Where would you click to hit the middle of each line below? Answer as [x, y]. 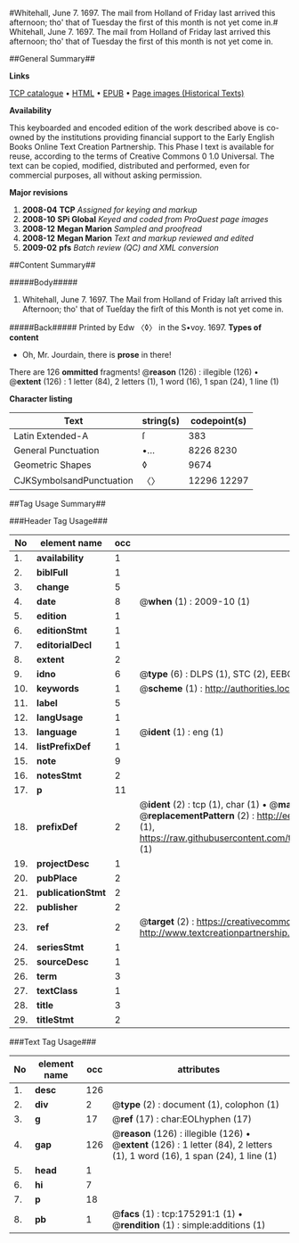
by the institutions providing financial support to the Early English [155, 137]
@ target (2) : [167, 921]
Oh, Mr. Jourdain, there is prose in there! [97, 355]
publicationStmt [72, 893]
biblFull [53, 572]
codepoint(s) [218, 421]
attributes [199, 1069]
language [57, 732]
